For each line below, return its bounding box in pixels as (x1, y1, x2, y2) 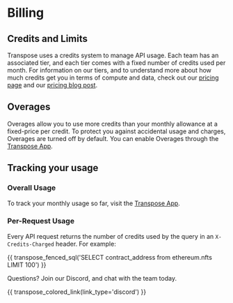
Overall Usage (7, 183, 56, 193)
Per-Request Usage (7, 216, 75, 226)
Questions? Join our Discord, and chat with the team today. (7, 274, 177, 282)
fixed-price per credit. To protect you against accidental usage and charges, (7, 127, 226, 135)
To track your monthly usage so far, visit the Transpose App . (7, 199, 181, 207)
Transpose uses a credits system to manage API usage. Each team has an (7, 51, 219, 59)
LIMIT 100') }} (7, 260, 47, 269)
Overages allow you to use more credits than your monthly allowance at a (7, 119, 218, 128)
